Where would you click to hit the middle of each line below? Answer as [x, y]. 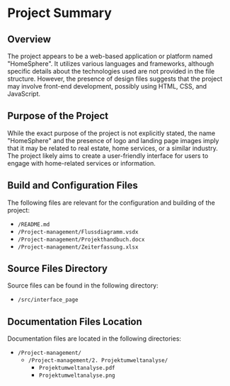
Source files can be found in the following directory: [83, 285]
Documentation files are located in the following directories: [94, 339]
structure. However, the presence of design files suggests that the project [115, 79]
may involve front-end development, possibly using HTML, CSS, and [107, 86]
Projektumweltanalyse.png [77, 376]
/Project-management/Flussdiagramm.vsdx [78, 232]
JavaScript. [24, 94]
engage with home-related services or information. [81, 163]
